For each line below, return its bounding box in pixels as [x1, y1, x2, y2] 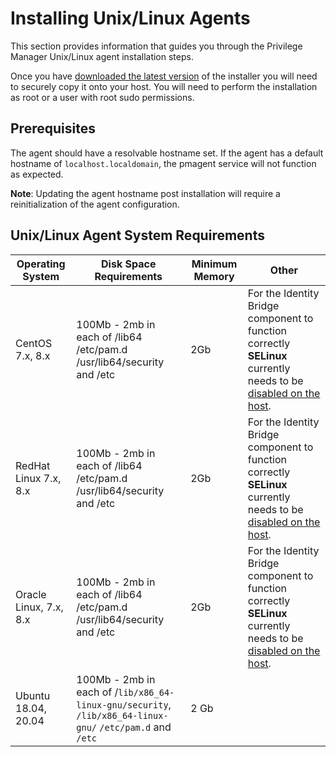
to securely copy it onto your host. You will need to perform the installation [10, 80, 318, 92]
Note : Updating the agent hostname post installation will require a [10, 187, 281, 199]
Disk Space [101, 257, 157, 271]
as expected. [10, 168, 64, 180]
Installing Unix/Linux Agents [10, 7, 251, 30]
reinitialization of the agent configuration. [10, 198, 180, 210]
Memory [193, 269, 235, 283]
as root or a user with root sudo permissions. [10, 91, 195, 103]
